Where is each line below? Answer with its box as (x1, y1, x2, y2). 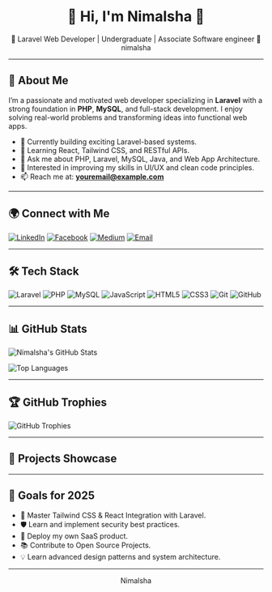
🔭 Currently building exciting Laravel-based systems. (19, 137, 197, 147)
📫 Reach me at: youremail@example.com (19, 172, 164, 181)
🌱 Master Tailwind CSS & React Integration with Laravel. (19, 510, 206, 520)
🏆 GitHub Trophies (8, 395, 108, 409)
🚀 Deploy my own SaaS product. (19, 530, 128, 541)
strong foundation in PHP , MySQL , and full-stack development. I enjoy (8, 104, 243, 113)
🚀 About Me (8, 74, 69, 87)
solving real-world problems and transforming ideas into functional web (8, 113, 248, 122)
